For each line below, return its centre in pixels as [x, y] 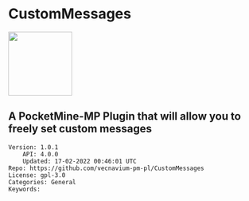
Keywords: [25, 189]
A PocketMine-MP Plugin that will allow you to [124, 116]
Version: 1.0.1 [33, 147]
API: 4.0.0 [41, 154]
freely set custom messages [80, 129]
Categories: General [43, 182]
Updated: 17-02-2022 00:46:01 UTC [80, 161]
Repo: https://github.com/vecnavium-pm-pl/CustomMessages [106, 168]
